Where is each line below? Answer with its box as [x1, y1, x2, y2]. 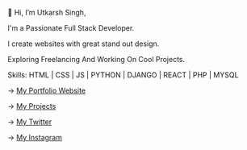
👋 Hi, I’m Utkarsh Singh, [7, 8, 86, 17]
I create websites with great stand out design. [7, 39, 160, 48]
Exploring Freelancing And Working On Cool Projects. [7, 55, 186, 64]
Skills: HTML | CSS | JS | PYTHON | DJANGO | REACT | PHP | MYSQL [7, 70, 239, 80]
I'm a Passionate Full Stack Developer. [7, 23, 135, 32]
